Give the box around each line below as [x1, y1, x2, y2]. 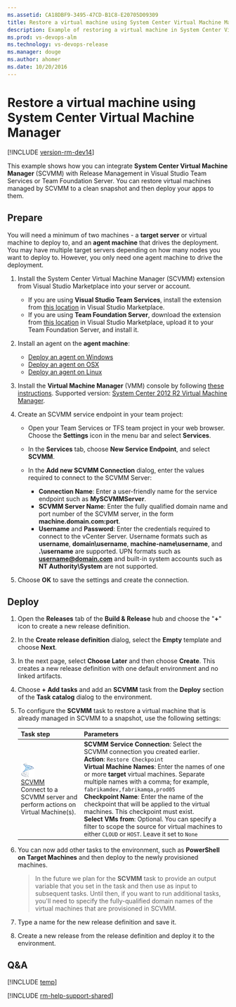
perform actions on [20, 800, 77, 808]
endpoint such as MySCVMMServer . [38, 494, 146, 503]
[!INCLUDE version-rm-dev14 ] [7, 148, 95, 156]
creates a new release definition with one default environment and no [17, 665, 219, 673]
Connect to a [20, 785, 58, 793]
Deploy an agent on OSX [27, 360, 100, 369]
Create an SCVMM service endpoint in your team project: [17, 409, 184, 419]
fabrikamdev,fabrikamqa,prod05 [84, 786, 176, 793]
